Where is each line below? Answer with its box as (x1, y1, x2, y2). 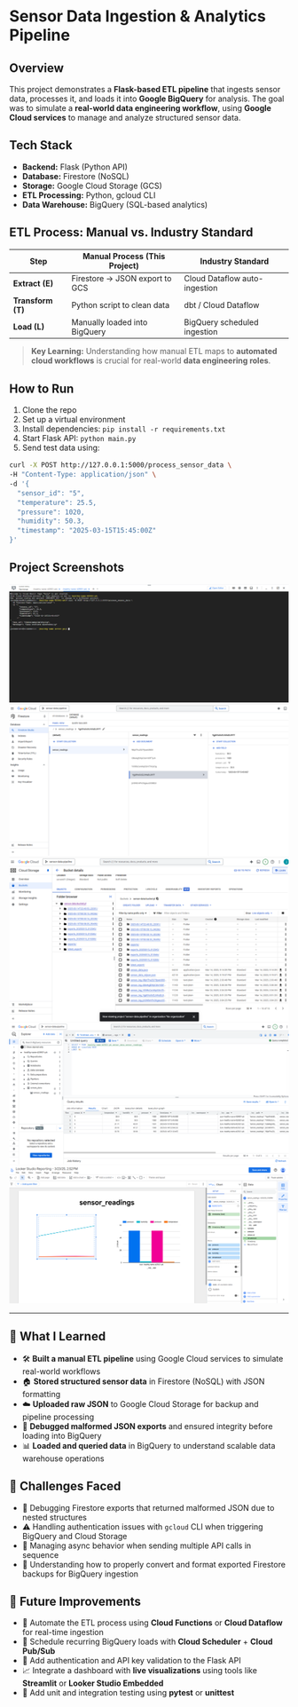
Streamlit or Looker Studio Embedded (21, 1678, 164, 1688)
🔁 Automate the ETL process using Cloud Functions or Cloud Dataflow (21, 1617, 283, 1628)
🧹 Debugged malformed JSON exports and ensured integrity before (21, 1420, 273, 1431)
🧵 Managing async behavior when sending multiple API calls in (21, 1540, 252, 1551)
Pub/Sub (21, 1646, 56, 1656)
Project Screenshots (9, 560, 124, 575)
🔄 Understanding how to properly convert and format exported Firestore (21, 1559, 286, 1569)
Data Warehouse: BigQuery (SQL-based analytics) (21, 199, 208, 209)
